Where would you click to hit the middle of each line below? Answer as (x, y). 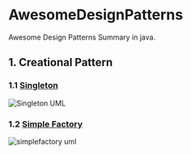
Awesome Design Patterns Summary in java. (82, 37)
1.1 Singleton (33, 85)
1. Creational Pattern (61, 62)
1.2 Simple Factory (46, 124)
